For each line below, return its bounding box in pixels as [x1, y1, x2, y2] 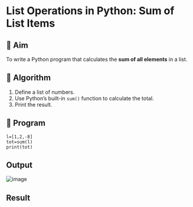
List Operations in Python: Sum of [6, 4, 175, 18]
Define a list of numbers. [14, 88, 75, 96]
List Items [6, 17, 55, 30]
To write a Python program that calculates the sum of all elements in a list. [6, 56, 188, 63]
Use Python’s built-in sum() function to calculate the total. [14, 94, 155, 101]
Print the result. [14, 101, 53, 108]
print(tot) [6, 144, 33, 150]
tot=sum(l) [6, 139, 33, 145]
